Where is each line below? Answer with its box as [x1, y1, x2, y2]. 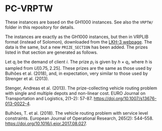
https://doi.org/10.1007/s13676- [93, 95, 157, 101]
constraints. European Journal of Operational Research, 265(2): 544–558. [5, 115, 154, 121]
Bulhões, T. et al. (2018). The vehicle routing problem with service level [5, 110, 148, 116]
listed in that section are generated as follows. [5, 49, 98, 55]
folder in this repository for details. [5, 24, 75, 30]
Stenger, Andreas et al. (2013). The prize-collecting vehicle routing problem [5, 85, 158, 91]
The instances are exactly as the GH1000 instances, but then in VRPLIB [5, 34, 149, 40]
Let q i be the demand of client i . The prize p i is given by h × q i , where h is [5, 59, 153, 66]
